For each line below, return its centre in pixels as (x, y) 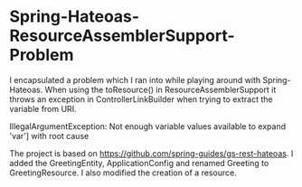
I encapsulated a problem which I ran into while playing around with (135, 79)
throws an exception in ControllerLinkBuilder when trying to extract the (141, 99)
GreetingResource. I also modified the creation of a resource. (123, 173)
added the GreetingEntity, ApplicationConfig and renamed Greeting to (139, 163)
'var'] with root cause (49, 136)
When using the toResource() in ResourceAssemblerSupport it (160, 89)
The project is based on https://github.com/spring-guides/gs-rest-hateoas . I (151, 153)
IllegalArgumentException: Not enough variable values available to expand (148, 126)
